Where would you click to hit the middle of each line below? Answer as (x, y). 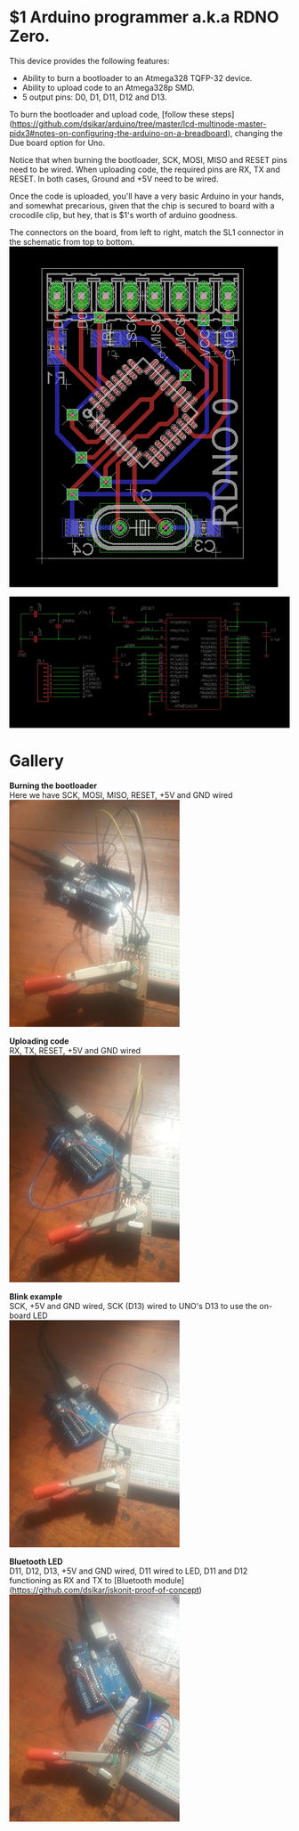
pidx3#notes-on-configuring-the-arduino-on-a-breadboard (119, 133)
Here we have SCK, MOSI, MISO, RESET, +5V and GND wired (121, 794)
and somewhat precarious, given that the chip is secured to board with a (142, 205)
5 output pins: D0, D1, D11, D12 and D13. (94, 97)
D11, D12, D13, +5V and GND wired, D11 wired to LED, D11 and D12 (129, 1571)
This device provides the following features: (90, 61)
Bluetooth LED (36, 1561)
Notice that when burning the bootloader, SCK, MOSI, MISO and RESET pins (148, 159)
